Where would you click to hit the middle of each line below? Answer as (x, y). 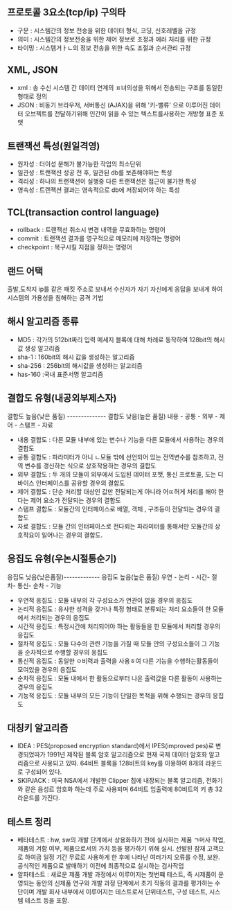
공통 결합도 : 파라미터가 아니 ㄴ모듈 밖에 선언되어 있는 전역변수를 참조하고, (117, 457)
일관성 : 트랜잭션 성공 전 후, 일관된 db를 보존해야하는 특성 (95, 173)
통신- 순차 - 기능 (39, 585)
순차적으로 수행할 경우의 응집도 (66, 652)
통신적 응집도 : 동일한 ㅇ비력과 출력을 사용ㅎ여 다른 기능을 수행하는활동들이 (118, 661)
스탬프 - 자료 (36, 425)
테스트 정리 (29, 822)
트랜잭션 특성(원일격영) (54, 147)
